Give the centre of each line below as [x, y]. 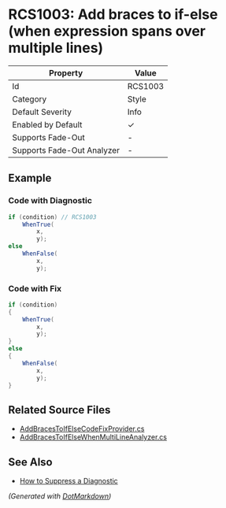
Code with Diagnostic [50, 201]
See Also [30, 462]
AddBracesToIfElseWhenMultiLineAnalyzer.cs [93, 437]
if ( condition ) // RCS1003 [52, 217]
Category [30, 98]
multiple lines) [56, 48]
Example [30, 178]
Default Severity [42, 112]
